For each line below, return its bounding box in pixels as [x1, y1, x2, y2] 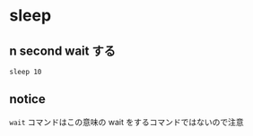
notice [9, 91, 47, 107]
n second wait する [9, 43, 117, 58]
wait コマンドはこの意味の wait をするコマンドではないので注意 [9, 116, 244, 127]
